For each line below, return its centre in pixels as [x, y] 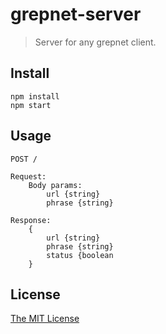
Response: [31, 220]
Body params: [55, 185]
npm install [35, 96]
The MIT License [45, 319]
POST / [24, 159]
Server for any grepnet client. [95, 42]
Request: [28, 176]
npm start [31, 105]
